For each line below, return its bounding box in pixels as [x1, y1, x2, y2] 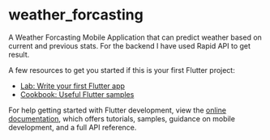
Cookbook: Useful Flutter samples [19, 89, 135, 99]
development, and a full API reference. [8, 122, 137, 132]
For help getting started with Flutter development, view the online [8, 105, 227, 115]
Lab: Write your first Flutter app [19, 81, 126, 91]
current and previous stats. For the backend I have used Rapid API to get [8, 40, 251, 50]
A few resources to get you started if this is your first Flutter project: [8, 65, 235, 74]
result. [8, 49, 30, 59]
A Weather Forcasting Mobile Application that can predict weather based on [8, 32, 262, 42]
